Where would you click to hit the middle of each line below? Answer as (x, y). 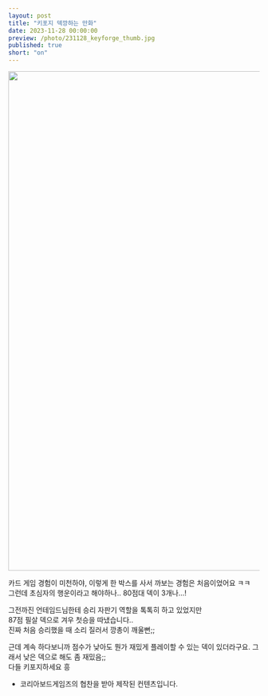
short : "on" (28, 53)
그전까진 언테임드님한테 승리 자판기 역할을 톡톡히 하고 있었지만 (105, 610)
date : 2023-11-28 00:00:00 (53, 30)
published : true (35, 46)
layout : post (30, 16)
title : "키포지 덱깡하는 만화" (53, 23)
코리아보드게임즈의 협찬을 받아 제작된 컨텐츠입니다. (99, 684)
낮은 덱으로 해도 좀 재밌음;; (64, 657)
